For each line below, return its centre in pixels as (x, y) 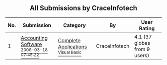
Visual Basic (70, 52)
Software (31, 44)
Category (74, 25)
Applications (72, 47)
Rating (147, 28)
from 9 (142, 49)
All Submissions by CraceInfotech (83, 8)
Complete (69, 40)
